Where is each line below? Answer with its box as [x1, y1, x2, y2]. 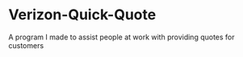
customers [8, 40, 44, 50]
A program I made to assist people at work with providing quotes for [8, 32, 236, 42]
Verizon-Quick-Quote [8, 6, 157, 24]
